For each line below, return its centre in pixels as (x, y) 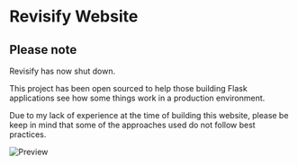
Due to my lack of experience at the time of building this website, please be (149, 115)
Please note (43, 50)
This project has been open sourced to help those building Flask (128, 88)
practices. (28, 135)
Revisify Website (74, 17)
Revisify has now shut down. (62, 71)
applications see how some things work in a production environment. (137, 98)
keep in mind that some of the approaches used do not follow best (132, 125)
